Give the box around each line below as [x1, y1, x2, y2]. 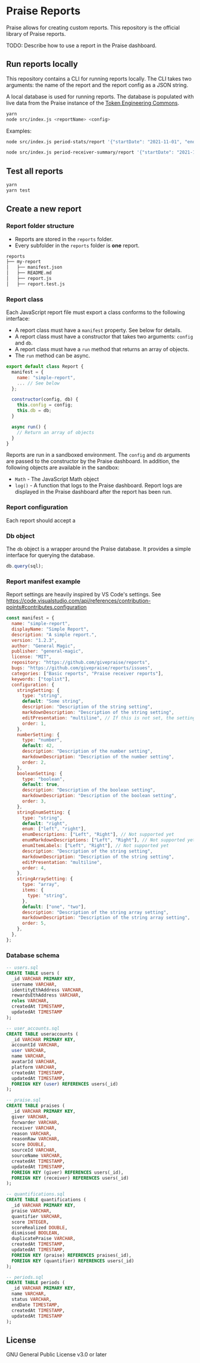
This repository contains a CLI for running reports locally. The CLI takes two [6, 75, 192, 82]
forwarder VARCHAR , [11, 1119, 60, 1125]
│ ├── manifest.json [6, 264, 62, 270]
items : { [21, 887, 44, 893]
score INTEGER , [11, 1219, 49, 1225]
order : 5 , [21, 921, 46, 927]
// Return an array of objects [17, 429, 95, 435]
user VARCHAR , [11, 1048, 46, 1054]
